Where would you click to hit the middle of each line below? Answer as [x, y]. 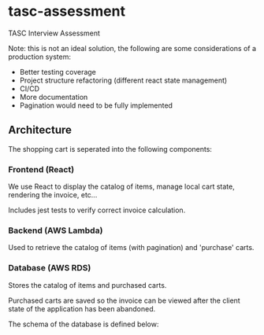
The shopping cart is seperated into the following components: [110, 149]
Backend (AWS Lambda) [56, 230]
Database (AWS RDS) [50, 268]
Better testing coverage [58, 72]
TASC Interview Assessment [54, 33]
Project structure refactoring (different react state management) [123, 80]
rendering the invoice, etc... [53, 195]
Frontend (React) [41, 169]
